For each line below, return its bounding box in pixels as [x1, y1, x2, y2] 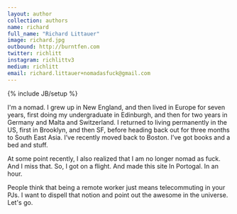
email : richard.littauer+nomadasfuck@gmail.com [7, 69, 151, 77]
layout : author [7, 10, 53, 18]
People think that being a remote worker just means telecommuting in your [7, 183, 226, 191]
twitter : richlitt [7, 50, 62, 57]
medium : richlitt [7, 63, 59, 70]
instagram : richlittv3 [7, 57, 75, 64]
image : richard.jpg [7, 37, 65, 44]
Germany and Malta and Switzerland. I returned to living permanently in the [7, 118, 227, 126]
